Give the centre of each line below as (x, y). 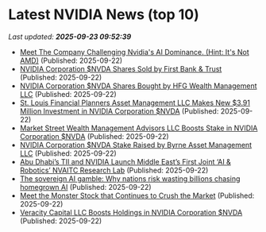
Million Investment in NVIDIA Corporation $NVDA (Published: (119, 111)
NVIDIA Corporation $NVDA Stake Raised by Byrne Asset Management (136, 145)
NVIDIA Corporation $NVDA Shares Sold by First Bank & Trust (121, 68)
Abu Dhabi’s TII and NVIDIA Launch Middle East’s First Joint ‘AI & (125, 161)
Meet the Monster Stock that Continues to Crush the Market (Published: (137, 195)
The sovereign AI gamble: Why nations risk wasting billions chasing (130, 178)
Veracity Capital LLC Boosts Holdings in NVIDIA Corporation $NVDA (131, 212)
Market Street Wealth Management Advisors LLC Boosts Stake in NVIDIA (139, 128)
